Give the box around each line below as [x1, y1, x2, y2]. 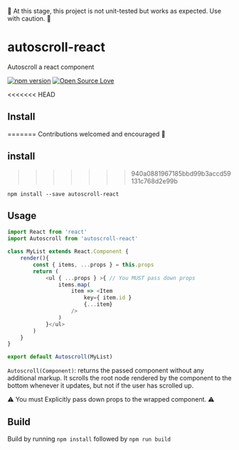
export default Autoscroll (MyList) [7, 353, 113, 360]
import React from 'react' [7, 228, 87, 236]
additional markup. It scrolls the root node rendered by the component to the [7, 374, 233, 382]
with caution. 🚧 [7, 14, 51, 23]
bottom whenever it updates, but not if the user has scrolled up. [7, 381, 194, 390]
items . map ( [58, 281, 91, 288]
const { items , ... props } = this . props [33, 261, 154, 268]
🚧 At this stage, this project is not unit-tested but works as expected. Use [7, 7, 222, 15]
